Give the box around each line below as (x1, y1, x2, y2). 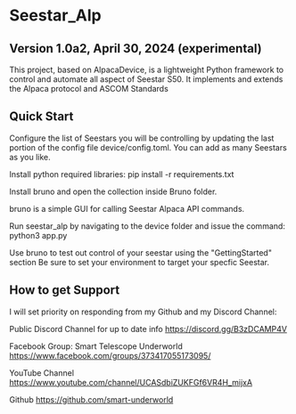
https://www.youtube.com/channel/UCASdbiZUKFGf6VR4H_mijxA (9, 377, 252, 387)
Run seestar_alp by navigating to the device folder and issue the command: (9, 220, 285, 231)
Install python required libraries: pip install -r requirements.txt (9, 168, 234, 179)
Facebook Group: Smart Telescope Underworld (9, 340, 183, 352)
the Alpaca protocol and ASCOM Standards (9, 84, 169, 93)
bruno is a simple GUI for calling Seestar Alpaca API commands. (9, 203, 245, 214)
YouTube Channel (9, 367, 74, 378)
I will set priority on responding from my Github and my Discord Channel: (9, 306, 277, 317)
